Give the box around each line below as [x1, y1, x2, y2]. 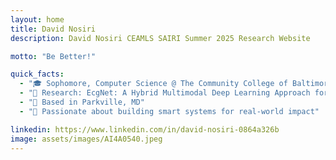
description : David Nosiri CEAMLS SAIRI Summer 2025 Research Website [10, 33, 311, 43]
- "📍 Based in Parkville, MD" [19, 97, 145, 107]
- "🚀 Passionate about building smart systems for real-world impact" [19, 106, 320, 116]
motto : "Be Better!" [10, 51, 97, 61]
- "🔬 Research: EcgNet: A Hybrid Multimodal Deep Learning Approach [19, 88, 311, 98]
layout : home [10, 14, 65, 25]
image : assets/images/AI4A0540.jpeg [10, 134, 163, 144]
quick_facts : [10, 69, 65, 80]
